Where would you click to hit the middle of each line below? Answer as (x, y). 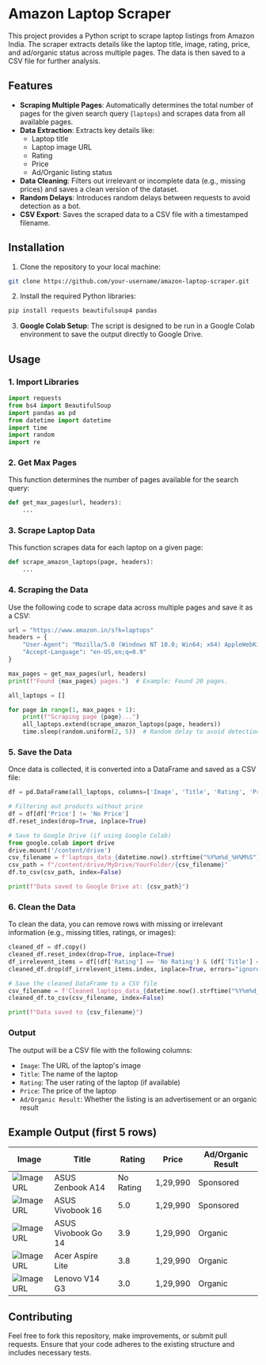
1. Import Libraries (44, 382)
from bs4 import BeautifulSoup (60, 405)
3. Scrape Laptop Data (52, 530)
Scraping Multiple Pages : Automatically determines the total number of (137, 105)
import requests (35, 398)
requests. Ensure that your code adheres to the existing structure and (122, 1344)
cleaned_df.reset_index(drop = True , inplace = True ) (92, 955)
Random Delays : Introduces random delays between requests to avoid (135, 197)
